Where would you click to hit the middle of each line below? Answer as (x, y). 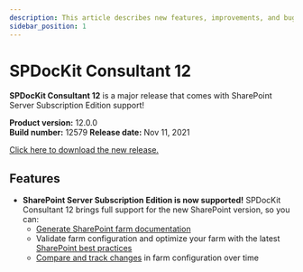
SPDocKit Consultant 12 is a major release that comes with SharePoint (141, 96)
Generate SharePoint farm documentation (113, 229)
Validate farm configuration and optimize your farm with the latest (158, 239)
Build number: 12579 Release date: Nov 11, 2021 (100, 133)
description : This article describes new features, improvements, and (145, 18)
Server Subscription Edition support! (77, 106)
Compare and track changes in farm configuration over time (147, 258)
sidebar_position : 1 (48, 26)
